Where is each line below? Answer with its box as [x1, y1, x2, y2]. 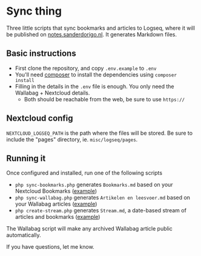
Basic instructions [6, 49, 77, 59]
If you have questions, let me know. [6, 243, 95, 251]
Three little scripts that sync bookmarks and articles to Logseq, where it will [6, 24, 196, 32]
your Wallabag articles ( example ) [15, 200, 97, 207]
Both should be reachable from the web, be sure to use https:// [24, 95, 185, 103]
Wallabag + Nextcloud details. [15, 89, 90, 96]
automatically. [6, 232, 41, 239]
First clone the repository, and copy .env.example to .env [15, 64, 157, 72]
